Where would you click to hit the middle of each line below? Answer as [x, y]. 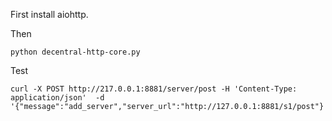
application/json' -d [57, 98]
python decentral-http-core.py [75, 52]
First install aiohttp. [49, 14]
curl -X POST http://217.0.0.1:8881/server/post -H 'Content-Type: [154, 89]
